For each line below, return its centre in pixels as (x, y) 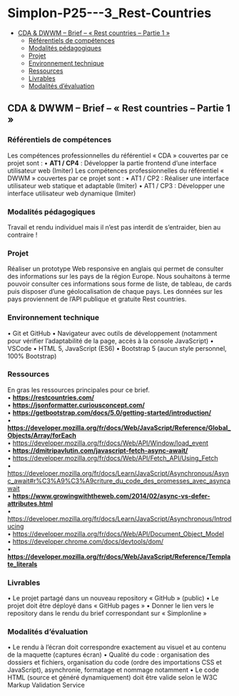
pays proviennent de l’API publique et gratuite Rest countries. (97, 299)
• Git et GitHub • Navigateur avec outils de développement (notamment (112, 333)
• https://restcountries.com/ (51, 397)
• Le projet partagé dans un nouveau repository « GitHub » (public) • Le (113, 598)
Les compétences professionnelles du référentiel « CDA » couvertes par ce (118, 155)
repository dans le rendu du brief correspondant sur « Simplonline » (107, 613)
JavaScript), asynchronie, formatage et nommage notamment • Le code (113, 670)
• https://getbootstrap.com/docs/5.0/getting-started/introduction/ (110, 412)
